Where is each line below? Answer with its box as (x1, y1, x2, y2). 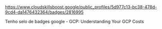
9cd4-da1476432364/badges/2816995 (5, 9, 84, 15)
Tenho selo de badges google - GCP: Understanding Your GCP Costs (5, 19, 144, 24)
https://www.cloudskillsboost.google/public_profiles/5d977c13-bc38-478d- (5, 4, 157, 10)
